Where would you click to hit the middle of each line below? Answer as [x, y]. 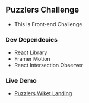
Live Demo [21, 81]
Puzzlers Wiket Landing [43, 93]
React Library [31, 52]
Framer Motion [32, 59]
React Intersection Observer [49, 65]
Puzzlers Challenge [42, 10]
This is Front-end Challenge [48, 24]
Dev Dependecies [31, 39]
